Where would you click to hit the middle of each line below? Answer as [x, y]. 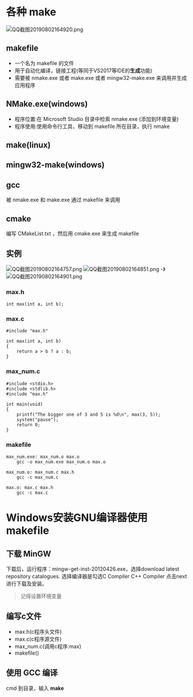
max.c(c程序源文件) [38, 639]
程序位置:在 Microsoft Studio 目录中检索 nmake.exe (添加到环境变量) [96, 119]
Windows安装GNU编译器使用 [77, 518]
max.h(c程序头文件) [38, 631]
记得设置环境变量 [41, 596]
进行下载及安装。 [27, 583]
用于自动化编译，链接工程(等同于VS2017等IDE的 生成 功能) [83, 70]
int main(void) [25, 404]
